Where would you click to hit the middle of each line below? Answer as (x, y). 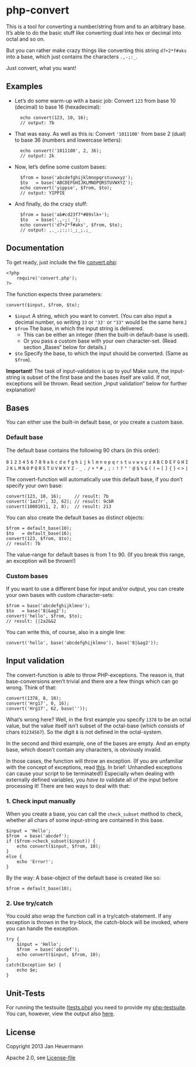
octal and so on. (26, 39)
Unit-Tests (26, 993)
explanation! (21, 390)
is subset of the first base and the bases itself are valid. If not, (96, 377)
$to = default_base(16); (39, 533)
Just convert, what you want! (41, 68)
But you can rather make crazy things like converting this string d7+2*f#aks (96, 50)
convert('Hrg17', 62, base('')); (47, 709)
